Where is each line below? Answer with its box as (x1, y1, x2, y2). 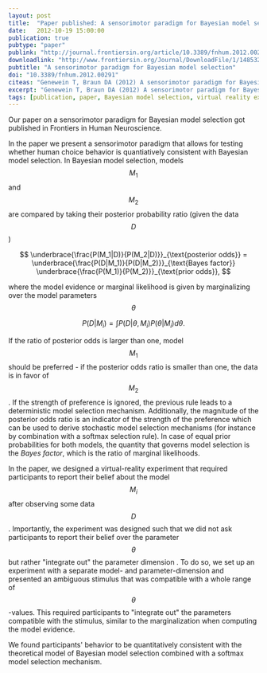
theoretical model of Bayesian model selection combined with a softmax (8, 648, 244, 658)
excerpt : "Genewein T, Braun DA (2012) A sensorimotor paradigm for (8, 85, 240, 94)
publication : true (8, 33, 69, 42)
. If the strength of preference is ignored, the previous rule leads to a (8, 397, 233, 407)
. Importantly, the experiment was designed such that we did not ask (8, 524, 233, 534)
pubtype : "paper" (8, 41, 66, 49)
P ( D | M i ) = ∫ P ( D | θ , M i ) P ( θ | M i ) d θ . (82, 318, 185, 330)
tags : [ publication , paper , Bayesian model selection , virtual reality (8, 93, 250, 101)
